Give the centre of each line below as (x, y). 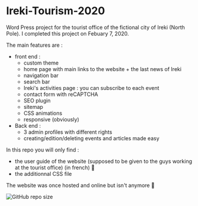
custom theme (41, 63)
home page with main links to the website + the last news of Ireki (103, 69)
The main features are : (35, 45)
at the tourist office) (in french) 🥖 (55, 168)
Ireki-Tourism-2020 (56, 11)
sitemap (33, 107)
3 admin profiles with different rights (68, 132)
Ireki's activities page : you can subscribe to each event (91, 88)
